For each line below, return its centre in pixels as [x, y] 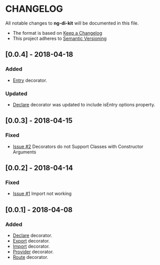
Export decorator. [31, 240]
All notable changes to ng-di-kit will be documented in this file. [72, 23]
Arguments [24, 152]
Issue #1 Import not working [42, 194]
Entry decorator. [30, 80]
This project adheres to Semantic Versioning [59, 38]
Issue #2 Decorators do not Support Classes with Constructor [78, 146]
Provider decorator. [33, 252]
